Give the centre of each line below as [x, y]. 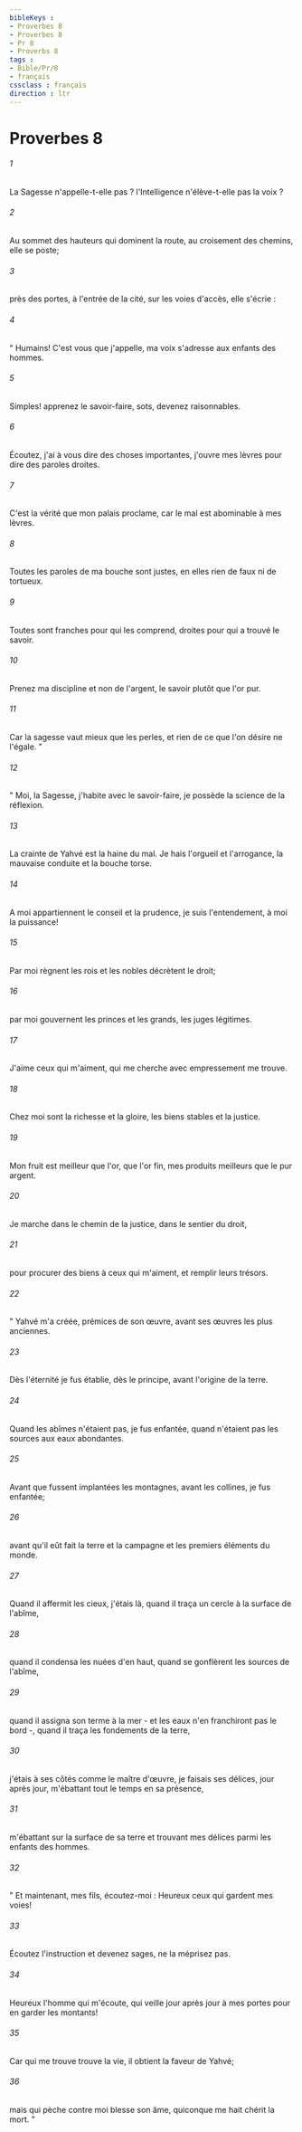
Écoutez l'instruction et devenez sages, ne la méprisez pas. [120, 1954]
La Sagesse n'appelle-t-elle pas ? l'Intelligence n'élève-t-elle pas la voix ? [146, 192]
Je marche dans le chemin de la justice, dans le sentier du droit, [128, 1223]
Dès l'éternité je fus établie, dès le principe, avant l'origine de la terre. [139, 1380]
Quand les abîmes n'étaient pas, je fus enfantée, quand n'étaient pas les [144, 1428]
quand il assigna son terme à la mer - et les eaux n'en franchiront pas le [143, 1720]
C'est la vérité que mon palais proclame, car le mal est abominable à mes [146, 513]
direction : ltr [40, 93]
